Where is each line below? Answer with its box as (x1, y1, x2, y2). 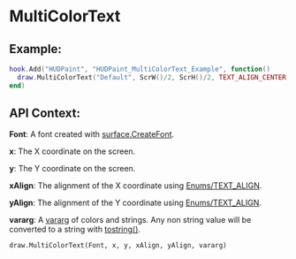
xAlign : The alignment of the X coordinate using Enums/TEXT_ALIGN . (9, 180, 262, 191)
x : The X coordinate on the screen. (9, 146, 136, 156)
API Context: (9, 106, 81, 121)
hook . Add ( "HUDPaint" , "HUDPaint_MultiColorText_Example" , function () (9, 65, 271, 73)
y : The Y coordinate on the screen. (9, 164, 136, 174)
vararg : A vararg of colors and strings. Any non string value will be (9, 215, 252, 225)
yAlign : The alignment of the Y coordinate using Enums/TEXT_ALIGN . (9, 197, 262, 209)
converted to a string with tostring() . (9, 224, 141, 235)
